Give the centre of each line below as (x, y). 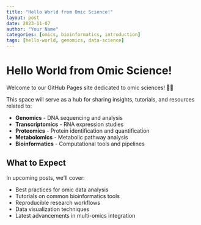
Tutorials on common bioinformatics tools (68, 196)
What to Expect (36, 163)
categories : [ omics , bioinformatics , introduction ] (73, 35)
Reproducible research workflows (58, 202)
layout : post (23, 18)
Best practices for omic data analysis (62, 190)
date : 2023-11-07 (28, 23)
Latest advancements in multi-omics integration (75, 215)
